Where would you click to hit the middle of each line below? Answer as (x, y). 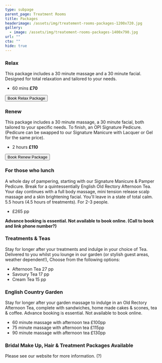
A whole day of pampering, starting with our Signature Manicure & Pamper (80, 181)
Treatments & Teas (28, 239)
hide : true (16, 46)
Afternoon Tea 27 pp (33, 269)
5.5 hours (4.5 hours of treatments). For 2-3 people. (57, 202)
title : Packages (21, 19)
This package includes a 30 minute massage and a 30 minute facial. (73, 73)
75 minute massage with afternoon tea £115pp (58, 328)
